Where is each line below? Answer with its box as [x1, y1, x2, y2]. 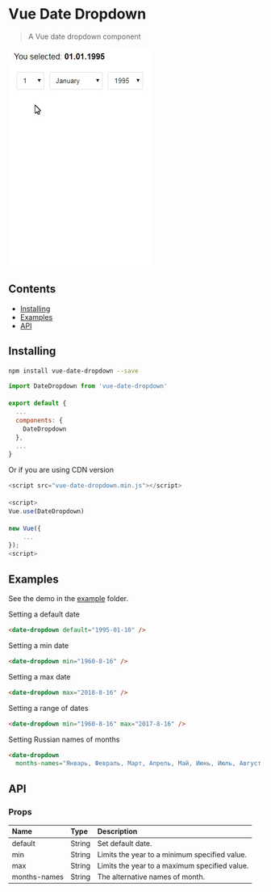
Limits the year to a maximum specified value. [97, 861, 249, 871]
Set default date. [97, 838, 152, 848]
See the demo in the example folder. [8, 594, 129, 603]
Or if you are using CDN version [8, 465, 115, 475]
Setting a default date [8, 609, 81, 619]
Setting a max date [8, 671, 71, 681]
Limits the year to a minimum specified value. [97, 849, 248, 859]
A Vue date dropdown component [27, 32, 141, 41]
